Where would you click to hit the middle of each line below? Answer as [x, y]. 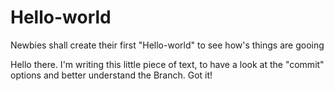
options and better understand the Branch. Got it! [111, 75]
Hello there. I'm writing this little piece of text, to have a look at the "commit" [167, 64]
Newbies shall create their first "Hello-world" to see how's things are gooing [167, 45]
